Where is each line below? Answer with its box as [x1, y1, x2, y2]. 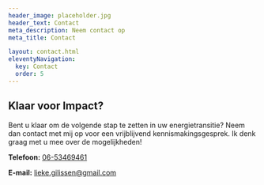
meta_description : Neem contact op [8, 26, 126, 34]
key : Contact [15, 62, 58, 71]
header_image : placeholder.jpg [8, 11, 111, 20]
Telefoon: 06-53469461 [8, 152, 88, 162]
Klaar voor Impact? [8, 100, 104, 113]
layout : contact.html [8, 48, 80, 56]
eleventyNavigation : [8, 55, 77, 63]
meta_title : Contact [8, 33, 77, 42]
